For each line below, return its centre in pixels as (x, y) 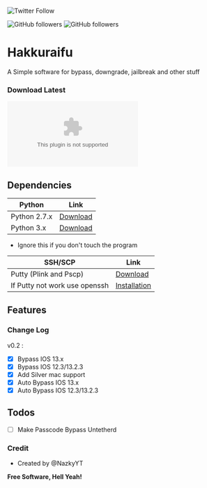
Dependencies (39, 185)
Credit (18, 448)
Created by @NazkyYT (50, 464)
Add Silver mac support (51, 374)
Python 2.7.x (32, 216)
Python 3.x (29, 228)
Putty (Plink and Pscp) (47, 274)
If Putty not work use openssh (60, 286)
